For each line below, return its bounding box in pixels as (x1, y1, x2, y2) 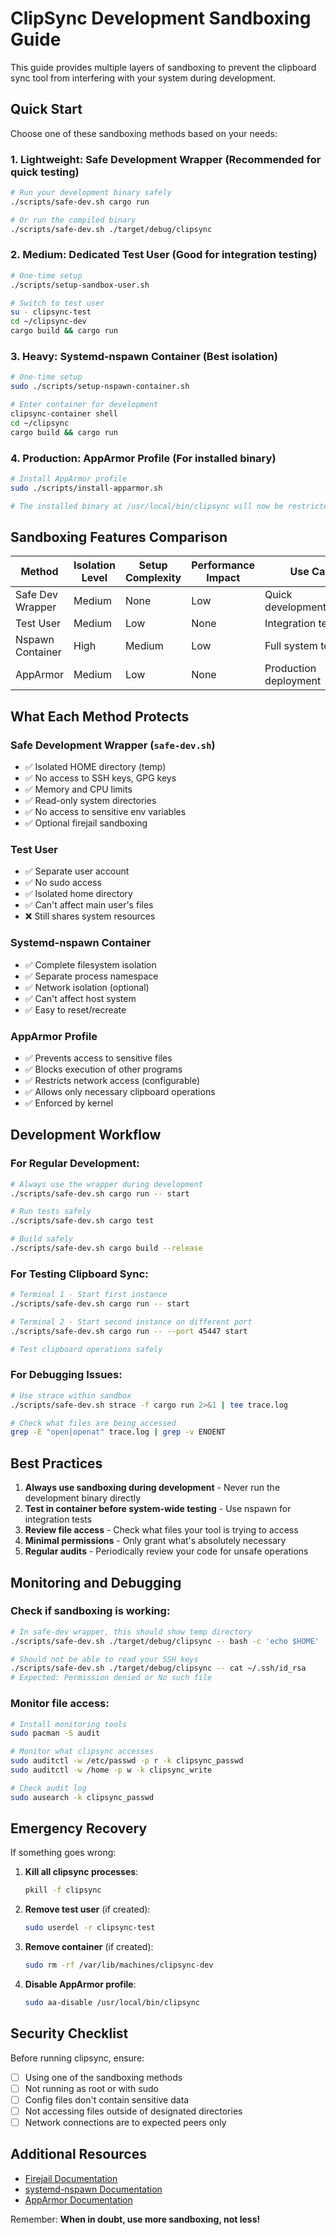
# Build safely (10, 1234, 74, 1244)
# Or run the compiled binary (10, 215, 137, 225)
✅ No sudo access (24, 877, 102, 889)
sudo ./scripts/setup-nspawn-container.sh (10, 382, 190, 392)
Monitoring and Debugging (10, 1574, 182, 1591)
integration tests (24, 1513, 93, 1526)
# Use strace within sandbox (10, 1390, 132, 1401)
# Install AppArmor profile (10, 473, 128, 484)
